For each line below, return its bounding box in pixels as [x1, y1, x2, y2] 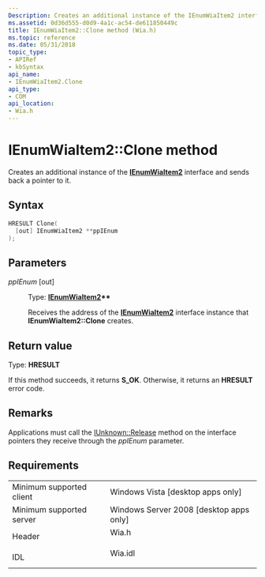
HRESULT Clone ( [8, 219, 58, 228]
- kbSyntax [8, 63, 44, 71]
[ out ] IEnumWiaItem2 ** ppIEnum [15, 227, 118, 235]
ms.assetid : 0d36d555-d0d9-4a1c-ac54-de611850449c [8, 19, 178, 27]
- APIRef [8, 56, 37, 64]
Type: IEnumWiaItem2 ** [28, 292, 111, 302]
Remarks [8, 406, 54, 420]
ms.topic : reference [8, 33, 77, 42]
